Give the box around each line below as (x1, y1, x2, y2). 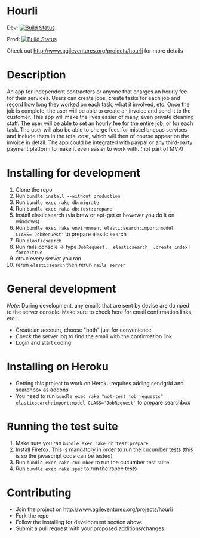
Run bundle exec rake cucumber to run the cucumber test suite (15, 458, 170, 466)
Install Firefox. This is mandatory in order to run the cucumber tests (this (15, 446, 193, 453)
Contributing (7, 486, 72, 499)
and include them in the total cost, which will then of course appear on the (7, 132, 190, 139)
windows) (15, 217, 40, 225)
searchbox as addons (15, 386, 69, 393)
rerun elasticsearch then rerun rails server (15, 261, 126, 268)
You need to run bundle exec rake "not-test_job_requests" (15, 392, 164, 399)
